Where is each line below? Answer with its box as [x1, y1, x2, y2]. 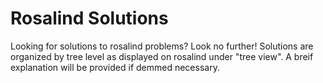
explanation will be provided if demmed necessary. [10, 61, 220, 73]
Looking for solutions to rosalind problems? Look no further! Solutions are [10, 40, 314, 52]
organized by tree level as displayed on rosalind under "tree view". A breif [10, 50, 314, 62]
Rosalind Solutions [10, 7, 169, 30]
